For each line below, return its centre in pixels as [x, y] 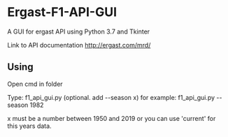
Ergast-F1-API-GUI [62, 12]
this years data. [29, 126]
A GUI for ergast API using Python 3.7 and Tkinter [79, 31]
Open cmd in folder [35, 84]
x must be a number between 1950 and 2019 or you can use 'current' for [112, 118]
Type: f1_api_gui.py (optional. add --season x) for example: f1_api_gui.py [111, 97]
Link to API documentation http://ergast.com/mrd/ [79, 45]
